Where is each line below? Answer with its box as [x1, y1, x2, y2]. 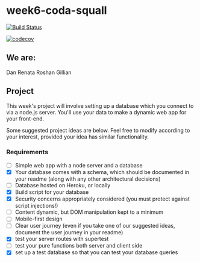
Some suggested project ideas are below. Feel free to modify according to [6, 126, 190, 134]
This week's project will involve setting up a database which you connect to [6, 102, 194, 109]
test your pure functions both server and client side [14, 242, 143, 249]
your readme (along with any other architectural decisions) [14, 175, 161, 182]
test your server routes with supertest [14, 235, 109, 243]
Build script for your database [14, 189, 89, 196]
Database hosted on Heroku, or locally [14, 181, 111, 189]
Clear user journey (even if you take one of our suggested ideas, [14, 222, 176, 229]
